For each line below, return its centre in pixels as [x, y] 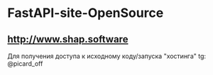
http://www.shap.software [68, 39]
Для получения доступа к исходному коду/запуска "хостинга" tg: [107, 56]
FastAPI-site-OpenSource [86, 13]
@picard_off [25, 64]
